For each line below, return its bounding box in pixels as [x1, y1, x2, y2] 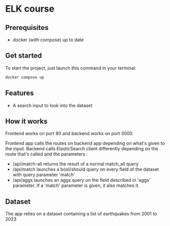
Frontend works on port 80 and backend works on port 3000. [5, 131, 134, 137]
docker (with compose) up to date [12, 37, 84, 43]
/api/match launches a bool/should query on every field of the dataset [12, 166, 159, 173]
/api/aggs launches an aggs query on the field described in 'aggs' [12, 177, 151, 183]
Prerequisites [5, 23, 49, 32]
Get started [5, 51, 42, 60]
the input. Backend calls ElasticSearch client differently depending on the [5, 146, 158, 152]
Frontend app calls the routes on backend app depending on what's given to [5, 140, 165, 146]
